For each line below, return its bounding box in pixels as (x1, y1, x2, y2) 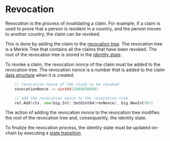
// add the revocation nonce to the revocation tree (14, 96, 128, 101)
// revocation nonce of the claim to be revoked (14, 82, 119, 87)
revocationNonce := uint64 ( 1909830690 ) (14, 86, 99, 91)
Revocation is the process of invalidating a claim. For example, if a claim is (5, 20, 161, 26)
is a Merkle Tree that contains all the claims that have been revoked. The (5, 46, 157, 52)
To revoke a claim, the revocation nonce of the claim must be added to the (5, 61, 161, 67)
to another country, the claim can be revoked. (5, 31, 100, 37)
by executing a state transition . (17, 130, 82, 136)
